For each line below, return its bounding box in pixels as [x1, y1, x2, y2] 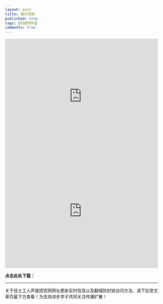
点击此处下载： [5, 273, 35, 279]
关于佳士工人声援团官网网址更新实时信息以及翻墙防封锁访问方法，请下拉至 [5, 287, 154, 294]
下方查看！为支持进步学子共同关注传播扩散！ [17, 294, 107, 300]
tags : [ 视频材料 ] [5, 20, 37, 26]
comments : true [5, 25, 36, 30]
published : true [5, 16, 38, 21]
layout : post [5, 7, 32, 12]
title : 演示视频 [5, 12, 35, 17]
